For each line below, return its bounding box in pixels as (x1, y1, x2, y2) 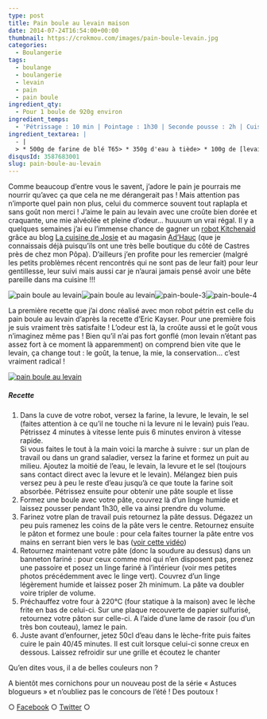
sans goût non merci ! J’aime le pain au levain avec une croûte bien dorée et (8, 207, 257, 217)
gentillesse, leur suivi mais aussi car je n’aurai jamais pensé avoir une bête (8, 266, 252, 276)
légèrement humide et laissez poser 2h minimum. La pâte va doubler (19, 580, 245, 590)
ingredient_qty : (8, 100, 62, 108)
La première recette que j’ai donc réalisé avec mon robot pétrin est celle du (8, 306, 254, 316)
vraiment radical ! (8, 356, 66, 367)
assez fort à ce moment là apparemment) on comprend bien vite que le (8, 340, 241, 349)
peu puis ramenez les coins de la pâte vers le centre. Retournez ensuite (19, 521, 254, 530)
